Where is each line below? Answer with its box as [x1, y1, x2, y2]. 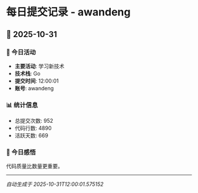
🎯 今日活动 [6, 48, 37, 56]
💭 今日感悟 [6, 148, 37, 156]
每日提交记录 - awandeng [6, 5, 131, 19]
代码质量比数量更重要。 [6, 163, 63, 170]
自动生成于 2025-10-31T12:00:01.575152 [6, 181, 104, 188]
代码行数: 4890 [14, 125, 52, 132]
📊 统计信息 [6, 101, 38, 109]
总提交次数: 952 [14, 117, 54, 125]
